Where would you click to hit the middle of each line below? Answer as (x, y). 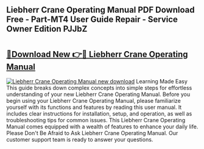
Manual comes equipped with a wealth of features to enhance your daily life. (102, 126)
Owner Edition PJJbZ (47, 29)
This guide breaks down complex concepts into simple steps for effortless (99, 88)
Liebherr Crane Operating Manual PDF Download (100, 10)
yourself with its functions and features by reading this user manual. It (94, 107)
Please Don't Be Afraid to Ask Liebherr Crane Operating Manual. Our (92, 133)
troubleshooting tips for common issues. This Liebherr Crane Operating (96, 120)
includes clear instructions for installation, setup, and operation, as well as (99, 114)
